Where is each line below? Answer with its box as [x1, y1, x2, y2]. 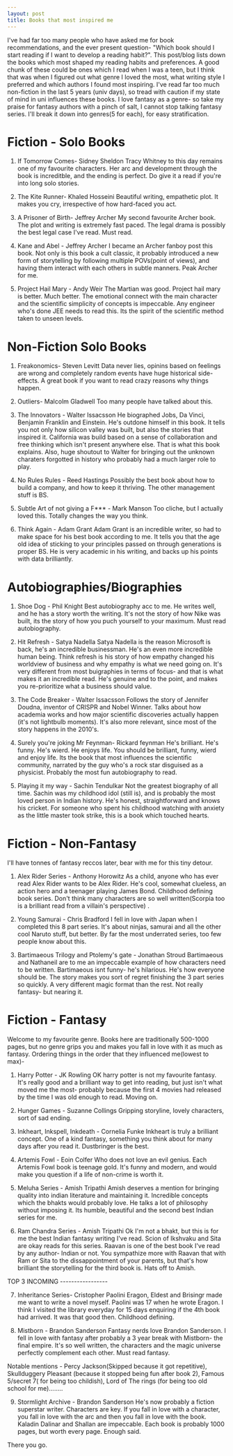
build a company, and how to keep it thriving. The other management [17, 483, 216, 492]
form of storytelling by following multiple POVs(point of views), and [17, 257, 210, 265]
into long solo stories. [17, 179, 79, 188]
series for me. [17, 1213, 58, 1222]
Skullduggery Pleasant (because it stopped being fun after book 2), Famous [7, 1370, 225, 1378]
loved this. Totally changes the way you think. [17, 512, 148, 520]
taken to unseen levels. [17, 314, 84, 323]
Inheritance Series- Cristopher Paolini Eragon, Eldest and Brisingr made [17, 1291, 223, 1299]
